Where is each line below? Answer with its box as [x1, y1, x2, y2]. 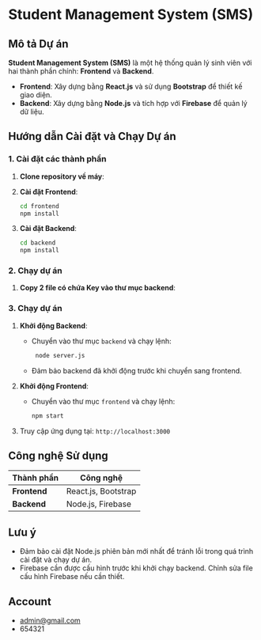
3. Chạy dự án [8, 303, 62, 314]
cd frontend [19, 202, 59, 210]
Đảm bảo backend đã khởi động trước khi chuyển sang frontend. [31, 365, 243, 375]
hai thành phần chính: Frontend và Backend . [8, 66, 154, 76]
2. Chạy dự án [8, 265, 63, 276]
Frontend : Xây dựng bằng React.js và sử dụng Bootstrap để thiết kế [19, 81, 243, 91]
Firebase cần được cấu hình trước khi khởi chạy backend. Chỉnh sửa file [19, 563, 253, 573]
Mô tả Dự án [8, 37, 69, 51]
